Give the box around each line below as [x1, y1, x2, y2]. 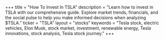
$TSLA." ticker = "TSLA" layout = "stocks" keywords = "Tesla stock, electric [5, 20, 159, 26]
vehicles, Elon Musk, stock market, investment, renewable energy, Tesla [5, 25, 151, 31]
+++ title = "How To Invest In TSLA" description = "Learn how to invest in [5, 4, 154, 10]
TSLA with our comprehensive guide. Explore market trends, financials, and [5, 9, 159, 15]
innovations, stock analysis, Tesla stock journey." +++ [5, 31, 114, 36]
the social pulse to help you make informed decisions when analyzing [5, 15, 146, 20]
